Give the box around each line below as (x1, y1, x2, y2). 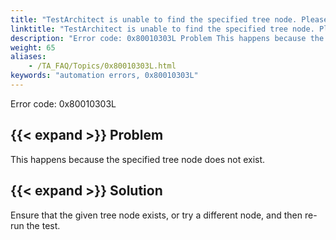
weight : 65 (10, 42, 56, 53)
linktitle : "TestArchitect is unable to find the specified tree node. (10, 24, 315, 34)
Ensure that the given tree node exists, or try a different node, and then (10, 209, 303, 221)
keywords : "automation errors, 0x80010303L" (10, 71, 199, 81)
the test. (26, 219, 61, 231)
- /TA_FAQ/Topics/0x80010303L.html (28, 61, 177, 71)
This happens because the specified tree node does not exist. (10, 153, 266, 165)
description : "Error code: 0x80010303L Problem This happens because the (10, 33, 325, 43)
